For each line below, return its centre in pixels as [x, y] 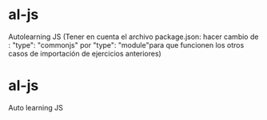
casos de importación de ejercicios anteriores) [85, 53]
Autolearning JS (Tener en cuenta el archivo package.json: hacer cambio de [133, 37]
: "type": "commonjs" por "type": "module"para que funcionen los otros [126, 45]
